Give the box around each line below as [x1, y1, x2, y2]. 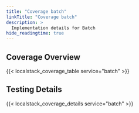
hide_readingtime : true [6, 30, 65, 36]
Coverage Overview [6, 52, 81, 62]
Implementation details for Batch [11, 25, 96, 31]
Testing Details [6, 84, 63, 94]
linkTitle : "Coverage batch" [6, 14, 77, 20]
